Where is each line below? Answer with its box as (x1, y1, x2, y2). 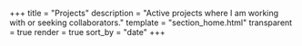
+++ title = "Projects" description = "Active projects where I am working (9, 8, 279, 18)
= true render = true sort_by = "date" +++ (9, 27, 166, 37)
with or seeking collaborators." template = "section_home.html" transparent (9, 17, 293, 28)
